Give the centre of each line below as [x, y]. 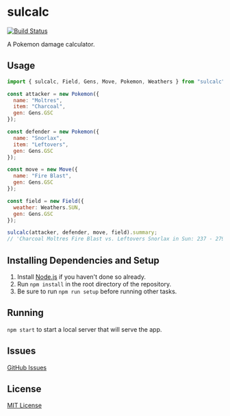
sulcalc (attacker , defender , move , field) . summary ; [82, 233]
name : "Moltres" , [38, 100]
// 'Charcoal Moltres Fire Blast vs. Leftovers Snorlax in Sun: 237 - [110, 239]
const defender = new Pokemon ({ [53, 132]
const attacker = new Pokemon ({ [53, 94]
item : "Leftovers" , [41, 145]
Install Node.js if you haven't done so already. [81, 277]
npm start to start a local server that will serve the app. [85, 329]
